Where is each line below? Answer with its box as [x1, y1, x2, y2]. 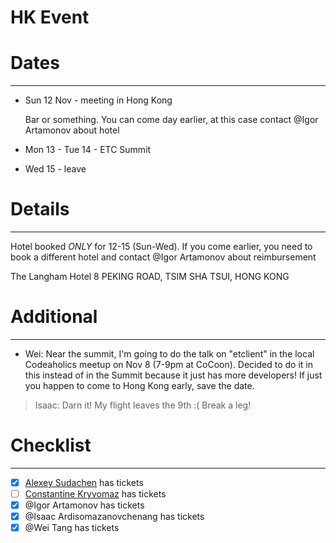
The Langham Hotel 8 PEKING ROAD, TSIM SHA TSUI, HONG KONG [10, 271, 290, 283]
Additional [10, 306, 98, 328]
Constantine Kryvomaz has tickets [24, 488, 167, 500]
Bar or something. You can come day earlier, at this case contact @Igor [24, 114, 319, 126]
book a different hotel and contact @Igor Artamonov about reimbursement [10, 251, 317, 263]
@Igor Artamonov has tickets [24, 499, 145, 511]
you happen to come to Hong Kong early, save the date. [24, 380, 255, 391]
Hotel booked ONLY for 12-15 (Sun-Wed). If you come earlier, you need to [10, 241, 313, 253]
